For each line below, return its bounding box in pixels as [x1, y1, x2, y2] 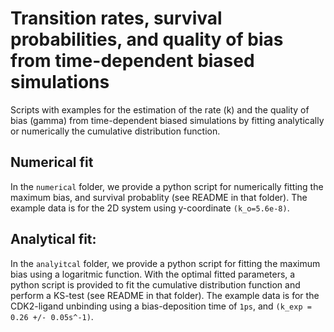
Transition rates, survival [10, 7, 223, 30]
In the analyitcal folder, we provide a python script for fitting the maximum [10, 257, 321, 269]
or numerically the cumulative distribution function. [10, 125, 221, 137]
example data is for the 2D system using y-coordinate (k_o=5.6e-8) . [10, 202, 290, 214]
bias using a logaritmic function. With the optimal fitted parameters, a [10, 268, 296, 280]
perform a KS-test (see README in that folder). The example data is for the [10, 289, 320, 301]
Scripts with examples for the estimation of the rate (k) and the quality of [10, 103, 310, 116]
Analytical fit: [10, 231, 97, 248]
